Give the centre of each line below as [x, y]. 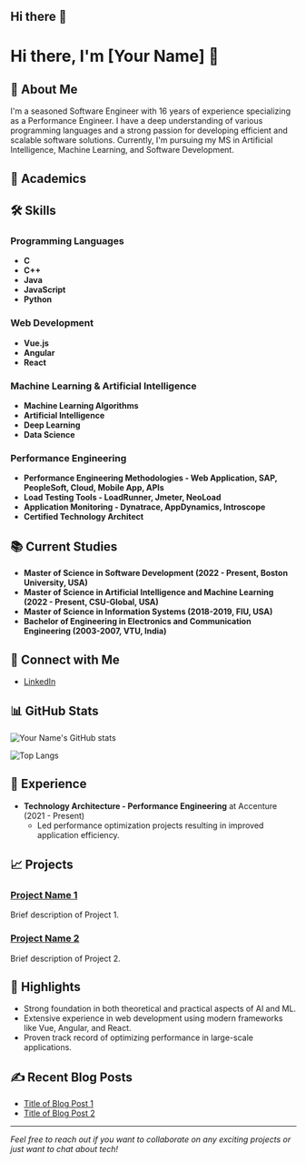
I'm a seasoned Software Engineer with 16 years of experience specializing [151, 111]
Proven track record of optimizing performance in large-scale [138, 1037]
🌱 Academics [49, 178]
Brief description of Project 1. [64, 915]
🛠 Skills [34, 211]
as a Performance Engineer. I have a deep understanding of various [137, 121]
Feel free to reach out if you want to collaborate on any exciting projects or [151, 1139]
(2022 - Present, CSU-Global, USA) [91, 602]
